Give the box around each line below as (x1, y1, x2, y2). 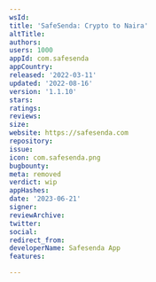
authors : (9, 37, 42, 47)
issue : (9, 145, 34, 153)
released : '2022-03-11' (9, 71, 97, 80)
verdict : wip (9, 178, 58, 187)
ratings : (9, 104, 42, 113)
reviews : (9, 112, 42, 121)
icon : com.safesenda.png (9, 153, 101, 162)
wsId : (9, 12, 29, 22)
